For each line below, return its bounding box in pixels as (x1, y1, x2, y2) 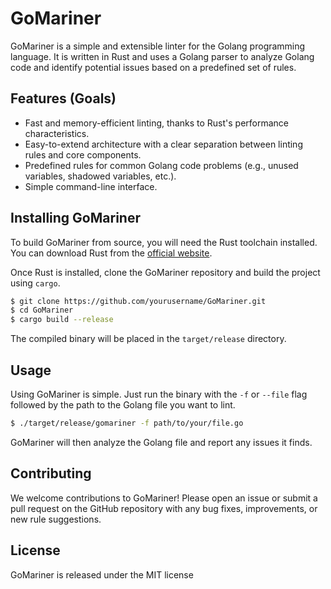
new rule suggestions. (10, 513, 102, 525)
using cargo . (10, 277, 61, 289)
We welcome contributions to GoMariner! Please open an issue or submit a (10, 492, 318, 504)
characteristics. (24, 127, 90, 139)
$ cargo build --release (10, 315, 114, 325)
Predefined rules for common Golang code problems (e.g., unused (24, 159, 299, 171)
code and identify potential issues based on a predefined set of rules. (10, 61, 297, 73)
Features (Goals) (10, 90, 117, 107)
